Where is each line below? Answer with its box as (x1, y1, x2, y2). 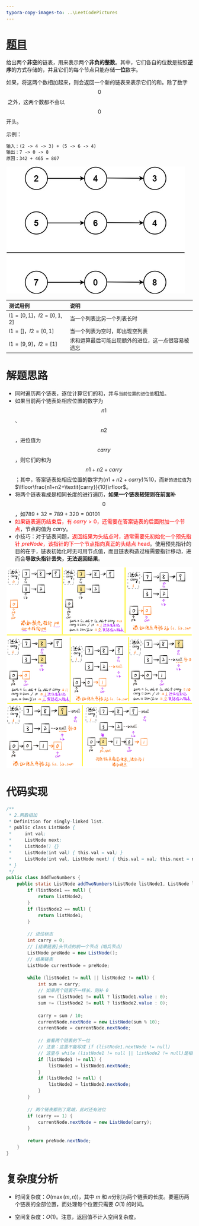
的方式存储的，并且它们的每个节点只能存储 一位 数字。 (11, 66, 141, 73)
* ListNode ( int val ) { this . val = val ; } (8, 849, 123, 855)
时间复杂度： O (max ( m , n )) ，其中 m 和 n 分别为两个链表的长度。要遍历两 (14, 1193, 190, 1200)
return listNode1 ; (37, 912, 84, 918)
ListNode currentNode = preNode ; (27, 962, 110, 968)
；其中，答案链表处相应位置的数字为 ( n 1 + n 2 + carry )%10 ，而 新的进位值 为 (14, 476, 192, 483)
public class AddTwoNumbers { (6, 875, 81, 881)
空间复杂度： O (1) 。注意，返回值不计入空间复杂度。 (14, 1213, 139, 1220)
